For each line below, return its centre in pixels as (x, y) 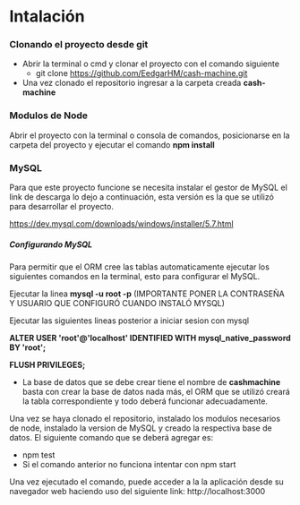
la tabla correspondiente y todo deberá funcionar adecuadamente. (145, 401)
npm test (39, 455)
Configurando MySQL (51, 244)
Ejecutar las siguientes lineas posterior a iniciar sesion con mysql (129, 321)
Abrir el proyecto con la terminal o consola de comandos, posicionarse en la (150, 135)
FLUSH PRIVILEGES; (47, 365)
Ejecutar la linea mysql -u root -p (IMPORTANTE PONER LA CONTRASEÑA (147, 294)
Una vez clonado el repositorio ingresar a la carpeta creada (132, 83)
